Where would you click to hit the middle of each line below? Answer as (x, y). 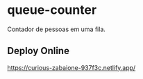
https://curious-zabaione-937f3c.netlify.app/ (71, 67)
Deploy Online (38, 51)
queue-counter (52, 10)
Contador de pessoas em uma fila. (57, 29)
